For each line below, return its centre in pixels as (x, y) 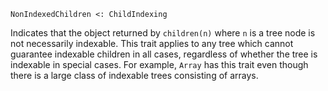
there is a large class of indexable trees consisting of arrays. (134, 75)
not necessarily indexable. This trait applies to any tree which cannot (152, 43)
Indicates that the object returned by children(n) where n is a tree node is (163, 33)
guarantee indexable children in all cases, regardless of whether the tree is (164, 54)
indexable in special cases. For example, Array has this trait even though (159, 64)
